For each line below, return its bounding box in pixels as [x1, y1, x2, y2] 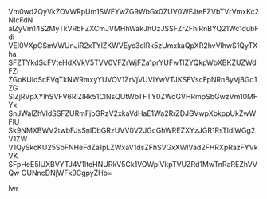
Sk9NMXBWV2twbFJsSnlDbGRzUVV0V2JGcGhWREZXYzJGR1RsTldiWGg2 [8, 125, 256, 135]
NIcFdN [8, 15, 33, 25]
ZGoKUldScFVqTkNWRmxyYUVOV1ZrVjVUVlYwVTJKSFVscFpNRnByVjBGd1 [8, 75, 257, 84]
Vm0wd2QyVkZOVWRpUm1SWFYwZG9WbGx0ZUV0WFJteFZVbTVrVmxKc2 [8, 7, 260, 16]
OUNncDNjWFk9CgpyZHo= [21, 168, 113, 177]
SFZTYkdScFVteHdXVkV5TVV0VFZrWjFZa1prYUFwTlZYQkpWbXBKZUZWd [8, 58, 257, 67]
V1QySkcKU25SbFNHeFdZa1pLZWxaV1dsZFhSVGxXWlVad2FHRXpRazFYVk [8, 143, 258, 152]
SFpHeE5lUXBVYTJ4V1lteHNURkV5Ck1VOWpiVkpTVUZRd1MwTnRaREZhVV [8, 160, 257, 169]
